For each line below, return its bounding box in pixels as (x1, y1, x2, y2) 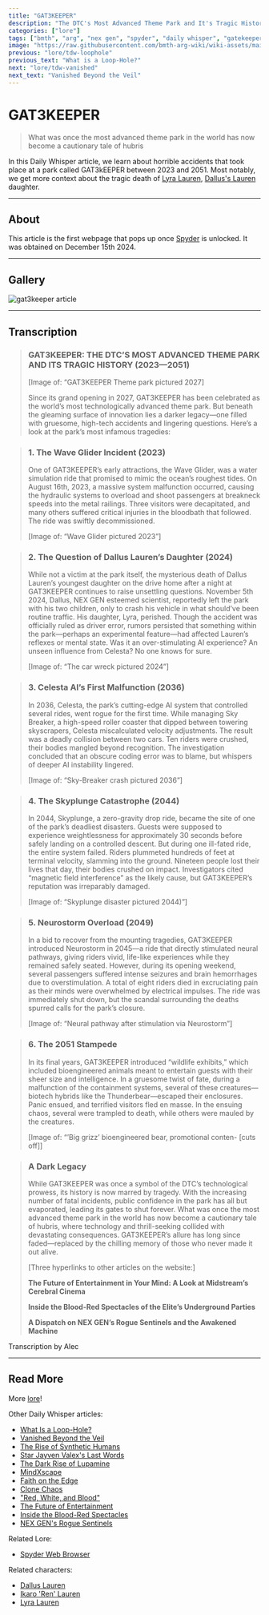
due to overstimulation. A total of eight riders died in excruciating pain (27, 978, 259, 988)
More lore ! (8, 1393, 42, 1403)
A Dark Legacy (27, 1161, 86, 1172)
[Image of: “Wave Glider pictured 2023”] (27, 532, 162, 542)
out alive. (27, 1246, 58, 1256)
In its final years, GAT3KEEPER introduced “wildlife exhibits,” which (27, 1057, 249, 1066)
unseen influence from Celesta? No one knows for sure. (27, 646, 212, 656)
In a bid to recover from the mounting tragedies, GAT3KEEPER (27, 935, 233, 945)
